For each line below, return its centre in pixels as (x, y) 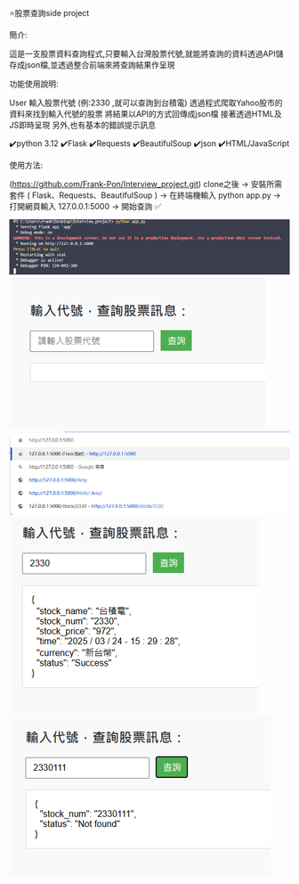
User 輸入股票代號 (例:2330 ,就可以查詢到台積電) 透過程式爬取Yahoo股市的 (146, 102)
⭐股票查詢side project (49, 13)
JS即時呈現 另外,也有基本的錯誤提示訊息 (82, 125)
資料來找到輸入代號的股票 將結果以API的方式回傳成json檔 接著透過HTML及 (145, 114)
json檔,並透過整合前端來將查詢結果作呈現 (100, 65)
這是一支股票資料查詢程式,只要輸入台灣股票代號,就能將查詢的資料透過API (142, 53)
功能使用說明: (34, 84)
